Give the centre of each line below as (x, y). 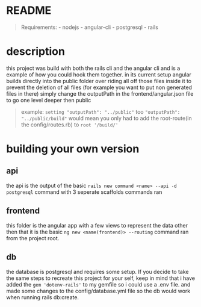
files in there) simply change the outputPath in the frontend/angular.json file (100, 93)
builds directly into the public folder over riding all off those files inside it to (99, 81)
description (36, 51)
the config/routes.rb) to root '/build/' (70, 125)
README (29, 11)
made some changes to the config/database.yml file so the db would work (98, 291)
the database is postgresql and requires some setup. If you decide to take (97, 271)
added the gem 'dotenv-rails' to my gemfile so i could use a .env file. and (98, 284)
